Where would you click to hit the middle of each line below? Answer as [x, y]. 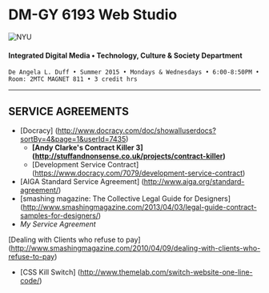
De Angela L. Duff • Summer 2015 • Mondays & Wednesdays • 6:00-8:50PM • [134, 72]
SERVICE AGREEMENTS [69, 111]
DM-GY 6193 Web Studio [93, 15]
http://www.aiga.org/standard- [194, 181]
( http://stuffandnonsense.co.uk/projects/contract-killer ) [128, 156]
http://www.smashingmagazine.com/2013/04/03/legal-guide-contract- [140, 207]
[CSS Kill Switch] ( [50, 272]
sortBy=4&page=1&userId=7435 [73, 138]
